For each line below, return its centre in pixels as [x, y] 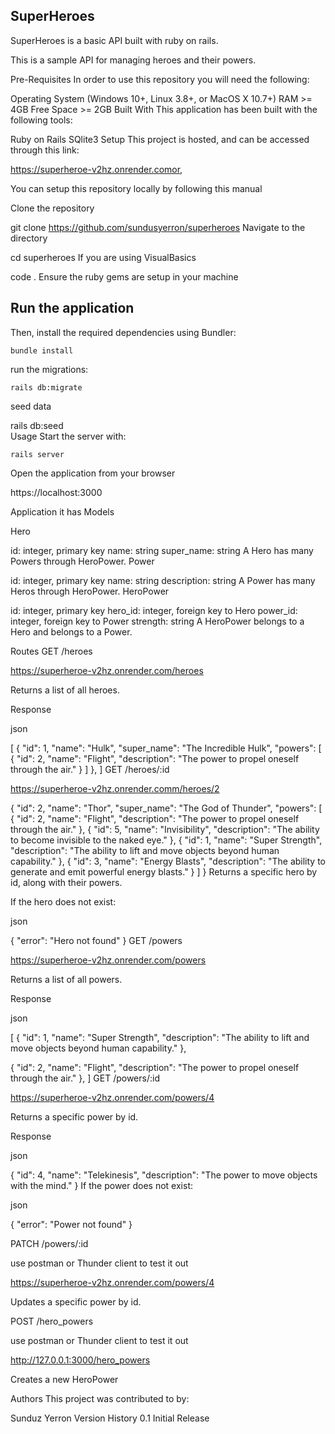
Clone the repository [52, 208]
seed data [31, 406]
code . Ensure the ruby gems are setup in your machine [124, 276]
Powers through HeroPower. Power [82, 561]
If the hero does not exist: [63, 901]
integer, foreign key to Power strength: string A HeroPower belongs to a [157, 621]
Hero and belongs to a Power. [71, 631]
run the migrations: [49, 369]
